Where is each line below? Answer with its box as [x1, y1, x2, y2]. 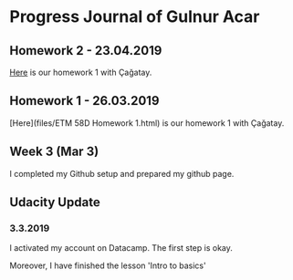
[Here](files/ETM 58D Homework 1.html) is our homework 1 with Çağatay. [9, 117, 285, 129]
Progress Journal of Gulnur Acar [9, 6, 260, 27]
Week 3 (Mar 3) [9, 144, 99, 160]
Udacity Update [9, 194, 100, 211]
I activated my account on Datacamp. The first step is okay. [9, 243, 233, 254]
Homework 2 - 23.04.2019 [9, 43, 162, 58]
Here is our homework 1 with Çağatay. [9, 67, 152, 78]
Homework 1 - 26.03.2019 [9, 93, 160, 109]
